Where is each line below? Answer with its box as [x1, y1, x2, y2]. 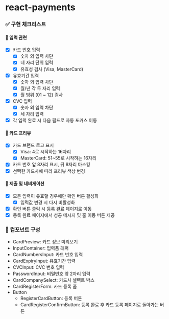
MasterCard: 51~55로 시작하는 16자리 [20, 155, 97, 161]
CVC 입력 [12, 98, 32, 104]
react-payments [5, 2, 76, 13]
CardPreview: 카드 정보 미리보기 [12, 239, 78, 245]
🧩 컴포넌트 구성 [5, 226, 40, 233]
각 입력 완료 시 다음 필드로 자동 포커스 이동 [12, 117, 98, 123]
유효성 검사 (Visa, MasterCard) [20, 66, 83, 72]
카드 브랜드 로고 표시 [12, 142, 54, 148]
